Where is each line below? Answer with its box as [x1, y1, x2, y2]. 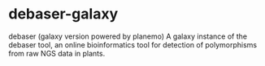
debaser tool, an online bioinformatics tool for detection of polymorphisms [8, 39, 258, 49]
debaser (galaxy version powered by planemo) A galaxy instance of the [8, 31, 248, 41]
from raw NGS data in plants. [8, 48, 106, 58]
